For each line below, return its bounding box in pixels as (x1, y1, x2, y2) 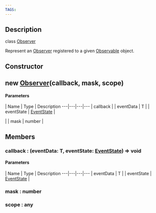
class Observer (5, 38, 36, 44)
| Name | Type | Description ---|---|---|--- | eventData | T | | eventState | (5, 170, 152, 176)
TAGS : (5, 7, 16, 12)
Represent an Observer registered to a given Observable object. (5, 48, 135, 54)
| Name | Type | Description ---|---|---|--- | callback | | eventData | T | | (5, 104, 150, 110)
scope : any (5, 201, 33, 208)
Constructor (5, 62, 43, 70)
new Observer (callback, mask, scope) (5, 79, 124, 88)
